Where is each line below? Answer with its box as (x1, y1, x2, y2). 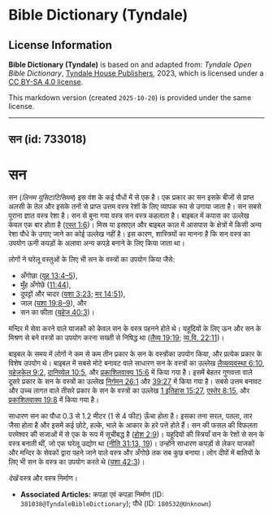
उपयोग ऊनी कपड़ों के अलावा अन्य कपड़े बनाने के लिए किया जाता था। (8, 238, 185, 248)
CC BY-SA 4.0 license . (8, 77, 84, 86)
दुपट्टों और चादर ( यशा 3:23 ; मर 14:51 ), (19, 289, 126, 299)
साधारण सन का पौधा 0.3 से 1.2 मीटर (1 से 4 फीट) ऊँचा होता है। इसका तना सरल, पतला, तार (8, 411, 253, 421)
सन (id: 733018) (8, 133, 87, 146)
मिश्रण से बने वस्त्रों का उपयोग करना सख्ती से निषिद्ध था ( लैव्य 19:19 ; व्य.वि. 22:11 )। (8, 333, 225, 343)
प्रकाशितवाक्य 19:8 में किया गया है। (8, 395, 100, 404)
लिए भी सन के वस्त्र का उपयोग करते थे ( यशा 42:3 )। (8, 457, 145, 467)
